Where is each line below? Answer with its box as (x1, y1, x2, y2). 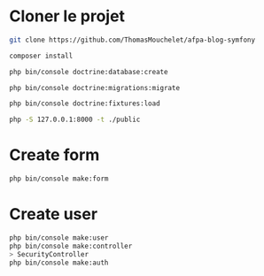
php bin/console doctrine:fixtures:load (9, 99, 161, 108)
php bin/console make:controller (9, 241, 133, 250)
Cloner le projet (9, 6, 126, 27)
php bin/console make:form (9, 174, 109, 183)
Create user (9, 204, 98, 225)
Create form (9, 145, 100, 165)
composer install (9, 51, 74, 60)
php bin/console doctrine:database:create (9, 67, 168, 76)
